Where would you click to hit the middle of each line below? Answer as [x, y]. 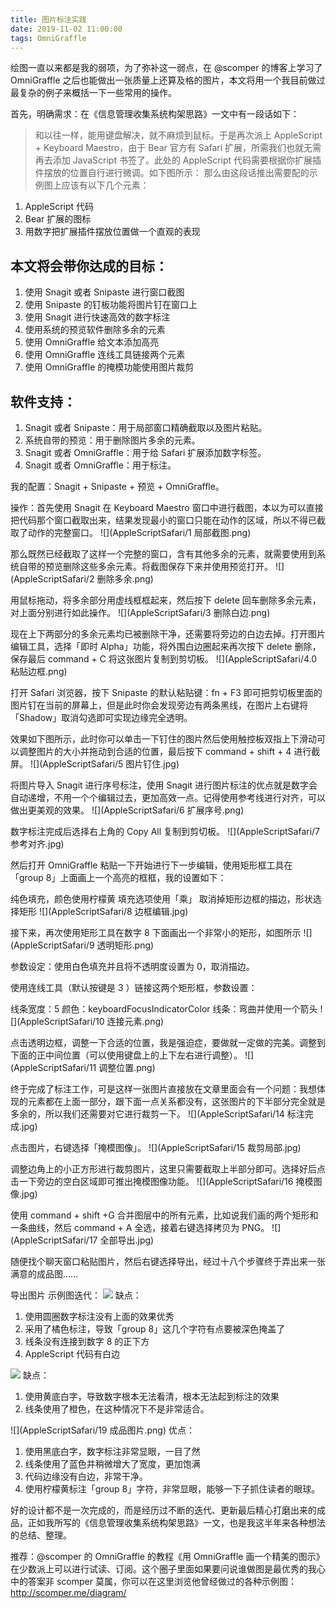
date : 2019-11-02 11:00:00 [66, 29]
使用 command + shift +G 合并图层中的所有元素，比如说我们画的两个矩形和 [164, 1215]
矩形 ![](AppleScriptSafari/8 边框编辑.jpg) [103, 911]
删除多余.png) [125, 579]
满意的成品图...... [44, 1274]
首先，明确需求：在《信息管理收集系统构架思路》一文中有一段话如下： [155, 114]
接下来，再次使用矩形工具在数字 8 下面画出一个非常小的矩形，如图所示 [156, 932]
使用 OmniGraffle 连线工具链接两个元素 [105, 355]
